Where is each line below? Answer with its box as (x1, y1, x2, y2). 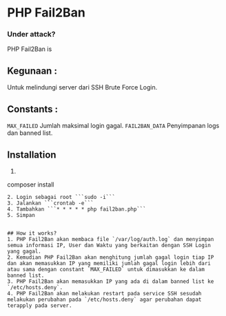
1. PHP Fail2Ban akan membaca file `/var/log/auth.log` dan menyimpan (7, 235, 214, 242)
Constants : (7, 103, 59, 115)
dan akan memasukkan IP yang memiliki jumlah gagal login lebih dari (7, 260, 212, 266)
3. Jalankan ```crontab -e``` (7, 200, 94, 207)
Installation (7, 149, 56, 160)
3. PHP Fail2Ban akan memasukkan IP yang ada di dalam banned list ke (7, 277, 214, 285)
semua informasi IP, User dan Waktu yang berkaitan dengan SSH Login (7, 242, 212, 249)
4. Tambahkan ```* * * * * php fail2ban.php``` (7, 205, 147, 213)
